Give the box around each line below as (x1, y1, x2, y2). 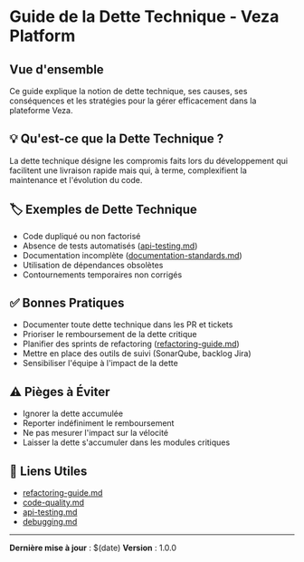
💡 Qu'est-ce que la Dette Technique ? (9, 131, 224, 147)
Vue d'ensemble (9, 62, 104, 77)
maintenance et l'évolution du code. (9, 174, 143, 185)
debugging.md (22, 517, 78, 528)
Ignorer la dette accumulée (22, 408, 124, 419)
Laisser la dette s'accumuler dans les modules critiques (22, 437, 231, 448)
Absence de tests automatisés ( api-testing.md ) (22, 240, 198, 251)
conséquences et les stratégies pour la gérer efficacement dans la (9, 95, 257, 106)
